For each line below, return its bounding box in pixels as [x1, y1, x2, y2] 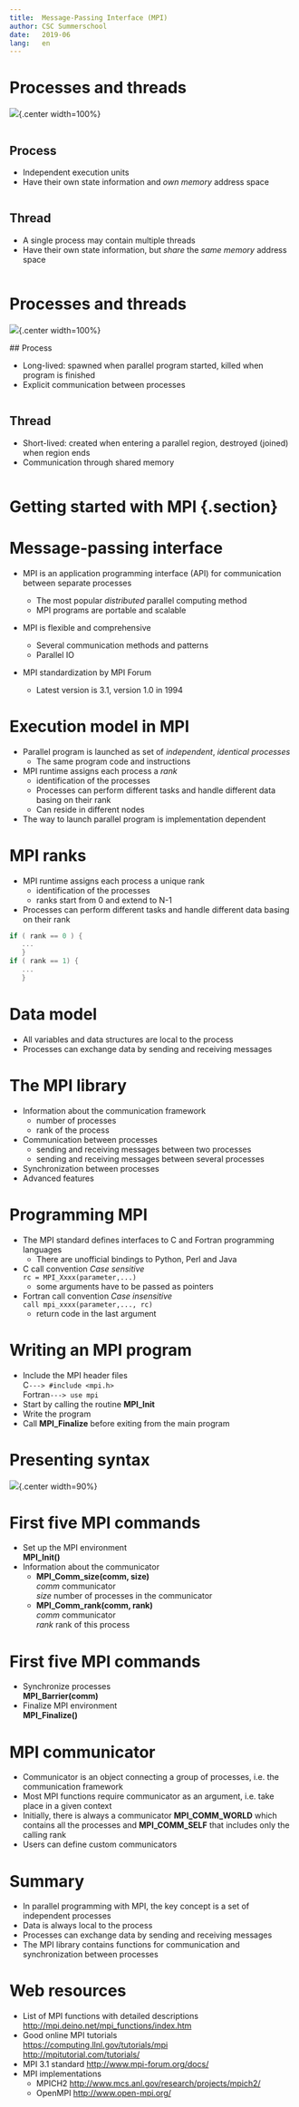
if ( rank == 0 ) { [9, 931, 83, 941]
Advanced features [22, 1173, 95, 1184]
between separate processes [22, 577, 132, 588]
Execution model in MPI [9, 716, 190, 737]
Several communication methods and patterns [35, 640, 209, 651]
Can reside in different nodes [35, 804, 145, 815]
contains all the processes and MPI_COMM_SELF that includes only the [22, 1820, 290, 1831]
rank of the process [35, 1125, 111, 1136]
